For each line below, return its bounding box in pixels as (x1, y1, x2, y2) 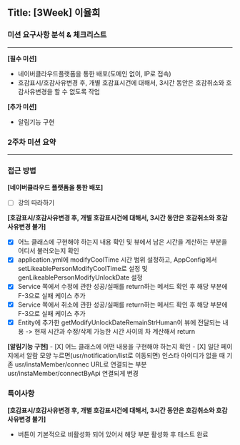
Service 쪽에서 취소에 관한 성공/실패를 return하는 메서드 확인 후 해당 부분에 (17, 300, 228, 309)
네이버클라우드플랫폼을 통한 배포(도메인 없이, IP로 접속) (17, 69, 171, 78)
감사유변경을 (17, 87, 54, 96)
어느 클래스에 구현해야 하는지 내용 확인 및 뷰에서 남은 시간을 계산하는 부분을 (17, 237, 228, 246)
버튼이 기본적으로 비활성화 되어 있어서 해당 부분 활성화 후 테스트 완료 (17, 430, 209, 439)
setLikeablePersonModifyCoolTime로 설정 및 (17, 265, 148, 273)
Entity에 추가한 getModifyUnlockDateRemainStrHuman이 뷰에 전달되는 (17, 318, 221, 327)
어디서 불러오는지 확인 (17, 247, 80, 255)
